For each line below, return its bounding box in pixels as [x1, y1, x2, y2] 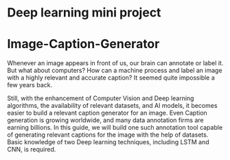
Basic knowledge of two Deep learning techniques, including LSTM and [7, 138, 209, 146]
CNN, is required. [7, 146, 56, 154]
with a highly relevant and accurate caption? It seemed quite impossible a [7, 73, 215, 82]
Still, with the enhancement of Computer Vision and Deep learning [7, 94, 194, 102]
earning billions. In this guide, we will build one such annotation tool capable [7, 124, 223, 132]
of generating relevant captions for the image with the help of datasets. [7, 130, 209, 139]
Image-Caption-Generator [7, 36, 160, 52]
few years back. [7, 81, 53, 89]
